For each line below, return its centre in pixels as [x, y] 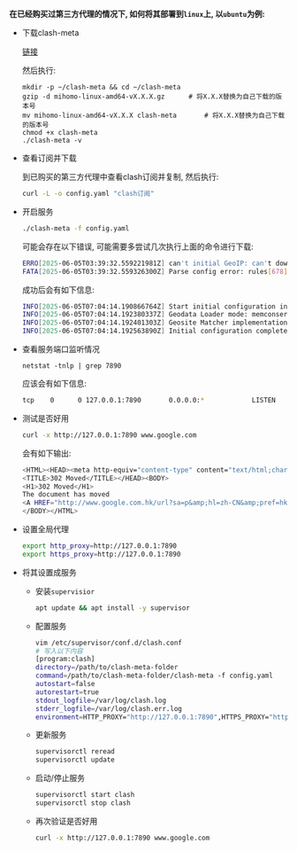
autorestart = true [67, 692]
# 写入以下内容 [59, 651]
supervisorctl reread [75, 752]
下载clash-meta [50, 33]
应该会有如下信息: [54, 383]
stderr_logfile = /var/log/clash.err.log [109, 708]
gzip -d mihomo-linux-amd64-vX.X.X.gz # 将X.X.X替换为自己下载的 [148, 97]
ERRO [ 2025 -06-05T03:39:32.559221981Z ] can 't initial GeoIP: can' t [147, 263]
